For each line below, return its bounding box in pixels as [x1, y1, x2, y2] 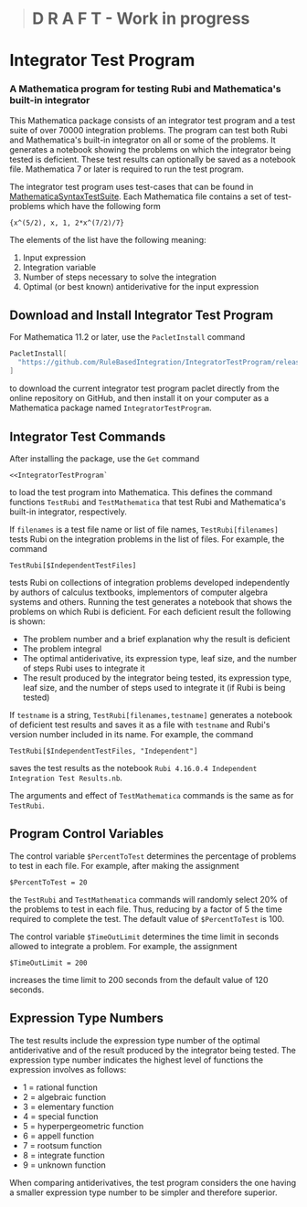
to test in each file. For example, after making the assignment [9, 860, 239, 871]
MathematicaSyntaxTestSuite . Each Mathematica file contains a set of [9, 191, 272, 202]
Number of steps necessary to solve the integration [22, 271, 217, 282]
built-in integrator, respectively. [9, 506, 128, 517]
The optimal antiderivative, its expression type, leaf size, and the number [22, 652, 297, 663]
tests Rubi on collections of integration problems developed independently [9, 577, 291, 588]
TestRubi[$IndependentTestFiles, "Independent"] [9, 746, 198, 756]
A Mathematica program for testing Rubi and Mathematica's [9, 82, 281, 95]
